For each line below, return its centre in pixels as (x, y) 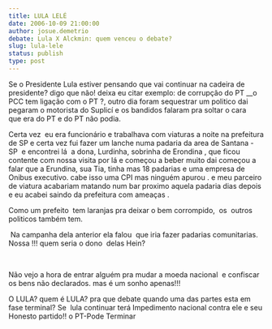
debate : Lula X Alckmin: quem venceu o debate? (91, 38)
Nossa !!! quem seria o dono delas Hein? (77, 243)
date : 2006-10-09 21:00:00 (54, 23)
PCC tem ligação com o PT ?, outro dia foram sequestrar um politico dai (128, 101)
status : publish (36, 53)
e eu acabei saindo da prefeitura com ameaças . (89, 194)
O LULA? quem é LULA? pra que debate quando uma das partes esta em (130, 299)
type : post (27, 62)
